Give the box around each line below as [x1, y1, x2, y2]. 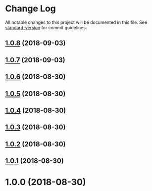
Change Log [5, 3, 56, 14]
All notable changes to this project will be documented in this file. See [5, 19, 148, 25]
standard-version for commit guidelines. [5, 24, 87, 30]
